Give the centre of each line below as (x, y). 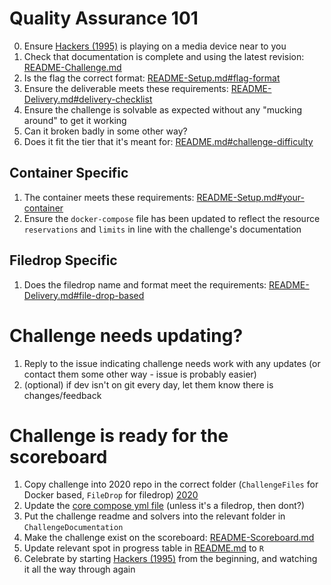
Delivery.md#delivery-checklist (88, 99)
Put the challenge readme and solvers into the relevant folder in (154, 516)
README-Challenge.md (72, 67)
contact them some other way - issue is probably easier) (140, 374)
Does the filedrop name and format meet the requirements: (145, 284)
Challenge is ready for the (119, 435)
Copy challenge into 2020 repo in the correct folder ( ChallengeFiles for (171, 484)
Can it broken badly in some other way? (105, 131)
